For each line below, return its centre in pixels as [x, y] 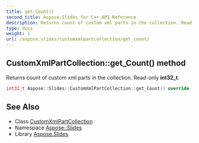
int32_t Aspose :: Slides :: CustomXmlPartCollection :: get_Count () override [98, 88]
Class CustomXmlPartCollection [54, 121]
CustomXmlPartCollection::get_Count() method [96, 63]
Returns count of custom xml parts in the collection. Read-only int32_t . [93, 77]
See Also [23, 107]
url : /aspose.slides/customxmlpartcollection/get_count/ [78, 39]
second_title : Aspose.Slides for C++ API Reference [71, 17]
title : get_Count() [30, 12]
